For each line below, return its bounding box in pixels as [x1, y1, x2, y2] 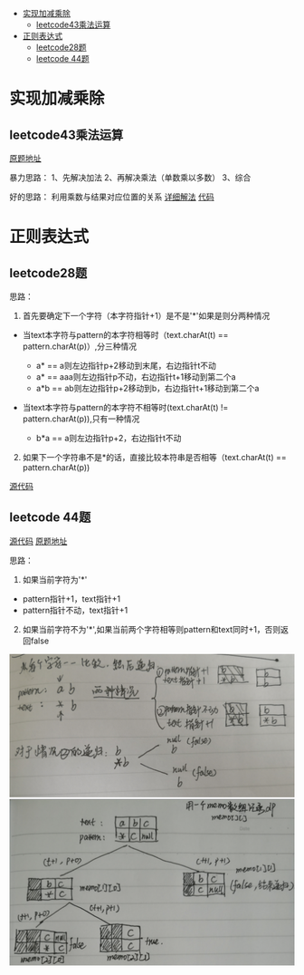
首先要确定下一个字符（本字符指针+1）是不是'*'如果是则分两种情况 [22, 311, 271, 321]
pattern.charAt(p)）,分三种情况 [22, 341, 138, 352]
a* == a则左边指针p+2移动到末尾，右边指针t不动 [35, 361, 217, 371]
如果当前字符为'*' [22, 574, 88, 584]
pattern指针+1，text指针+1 [22, 593, 121, 604]
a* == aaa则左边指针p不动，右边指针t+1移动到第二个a [35, 372, 237, 382]
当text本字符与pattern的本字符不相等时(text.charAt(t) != [22, 402, 229, 412]
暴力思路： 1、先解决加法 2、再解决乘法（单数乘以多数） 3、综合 [9, 172, 252, 183]
